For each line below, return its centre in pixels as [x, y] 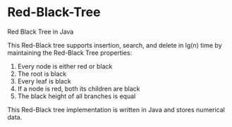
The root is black [42, 74]
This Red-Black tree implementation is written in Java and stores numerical [116, 109]
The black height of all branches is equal [77, 96]
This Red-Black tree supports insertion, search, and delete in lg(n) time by [115, 45]
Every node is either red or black [65, 66]
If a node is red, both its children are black [79, 88]
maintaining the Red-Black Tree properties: [70, 53]
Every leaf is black [44, 81]
